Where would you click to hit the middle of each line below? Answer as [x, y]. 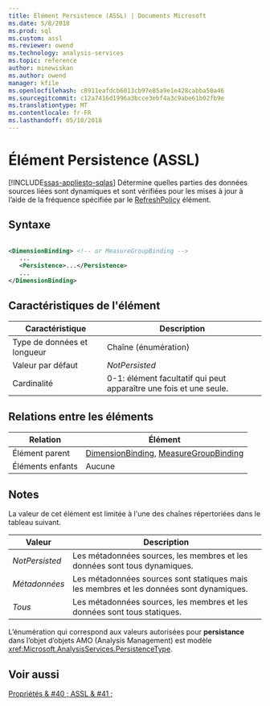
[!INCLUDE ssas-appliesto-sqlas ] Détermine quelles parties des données [128, 183]
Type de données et [50, 342]
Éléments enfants [45, 466]
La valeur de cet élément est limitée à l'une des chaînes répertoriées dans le [135, 514]
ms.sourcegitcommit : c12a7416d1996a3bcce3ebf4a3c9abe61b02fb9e [117, 98]
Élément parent [41, 453]
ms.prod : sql [30, 31]
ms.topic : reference [43, 61]
